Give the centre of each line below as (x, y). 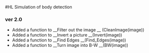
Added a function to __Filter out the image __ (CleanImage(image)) (78, 30)
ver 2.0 (14, 19)
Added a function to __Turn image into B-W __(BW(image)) (70, 45)
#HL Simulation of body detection (39, 7)
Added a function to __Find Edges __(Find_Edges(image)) (69, 40)
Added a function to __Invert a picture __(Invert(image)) (67, 35)
